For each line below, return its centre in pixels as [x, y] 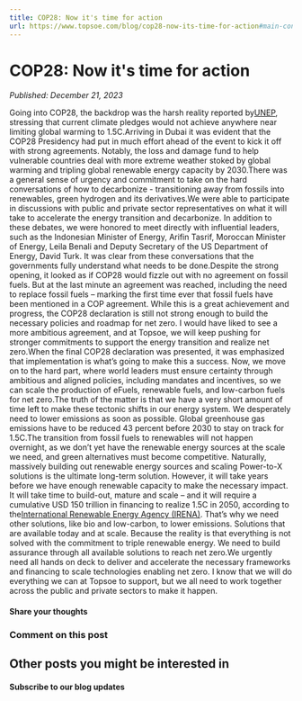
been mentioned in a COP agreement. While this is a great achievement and [149, 304]
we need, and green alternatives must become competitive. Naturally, [138, 457]
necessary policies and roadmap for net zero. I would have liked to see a [144, 323]
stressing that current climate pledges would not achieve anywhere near [143, 122]
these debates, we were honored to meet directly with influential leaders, [145, 228]
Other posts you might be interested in [119, 664]
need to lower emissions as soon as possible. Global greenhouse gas [137, 418]
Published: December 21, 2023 [66, 95]
